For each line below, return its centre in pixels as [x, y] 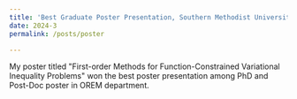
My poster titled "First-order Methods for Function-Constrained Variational [145, 66]
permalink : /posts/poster [57, 34]
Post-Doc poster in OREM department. [79, 86]
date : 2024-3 [33, 26]
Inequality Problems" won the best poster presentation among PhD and [139, 76]
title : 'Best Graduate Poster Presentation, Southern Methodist [130, 17]
